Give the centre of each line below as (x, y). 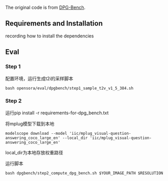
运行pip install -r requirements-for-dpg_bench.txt (57, 113)
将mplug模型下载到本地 (30, 124)
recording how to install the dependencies (50, 36)
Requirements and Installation (54, 23)
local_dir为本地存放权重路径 (34, 152)
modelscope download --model (36, 133)
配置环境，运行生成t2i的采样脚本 (39, 78)
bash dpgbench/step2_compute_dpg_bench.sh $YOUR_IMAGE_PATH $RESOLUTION (84, 173)
